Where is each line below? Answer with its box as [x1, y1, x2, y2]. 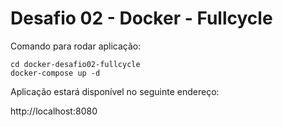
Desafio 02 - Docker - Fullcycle [10, 7, 273, 30]
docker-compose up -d [10, 68, 101, 78]
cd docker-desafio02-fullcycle [10, 59, 141, 69]
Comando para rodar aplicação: [10, 40, 142, 52]
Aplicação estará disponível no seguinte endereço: [10, 85, 220, 97]
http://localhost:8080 [10, 105, 98, 117]
